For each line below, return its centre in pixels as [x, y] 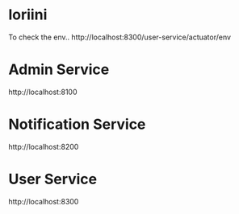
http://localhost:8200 [44, 146]
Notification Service [77, 124]
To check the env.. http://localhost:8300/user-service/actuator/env [120, 37]
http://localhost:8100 [43, 92]
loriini [28, 15]
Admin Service [59, 70]
